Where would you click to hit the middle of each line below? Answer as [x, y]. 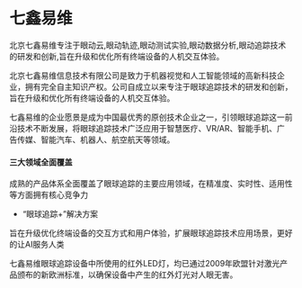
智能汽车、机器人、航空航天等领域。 [107, 139]
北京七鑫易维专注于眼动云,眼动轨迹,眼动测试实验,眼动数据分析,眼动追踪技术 [148, 45]
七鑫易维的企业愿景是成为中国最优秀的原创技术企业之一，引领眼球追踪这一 [147, 117]
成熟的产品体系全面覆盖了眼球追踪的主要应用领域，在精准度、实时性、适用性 [151, 184]
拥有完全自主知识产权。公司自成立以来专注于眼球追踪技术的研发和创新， [159, 86]
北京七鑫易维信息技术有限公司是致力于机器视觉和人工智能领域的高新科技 [143, 75]
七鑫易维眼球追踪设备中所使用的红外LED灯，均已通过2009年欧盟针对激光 [145, 264]
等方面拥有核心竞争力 [49, 195]
